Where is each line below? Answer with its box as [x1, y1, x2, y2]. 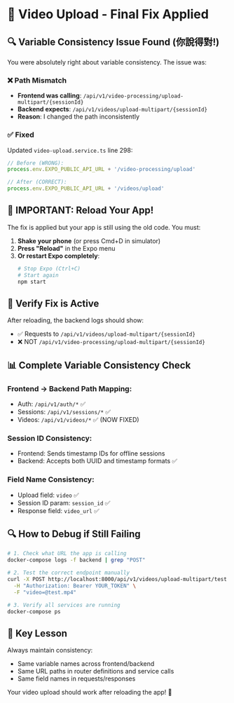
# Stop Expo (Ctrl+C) [17, 265, 81, 272]
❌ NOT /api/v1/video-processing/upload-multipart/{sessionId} [17, 338, 205, 346]
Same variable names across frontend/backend [17, 660, 155, 668]
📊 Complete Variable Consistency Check [7, 359, 191, 371]
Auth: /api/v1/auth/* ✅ [17, 400, 86, 409]
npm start [17, 278, 47, 285]
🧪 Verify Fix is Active [7, 297, 99, 309]
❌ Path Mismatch [7, 75, 67, 85]
